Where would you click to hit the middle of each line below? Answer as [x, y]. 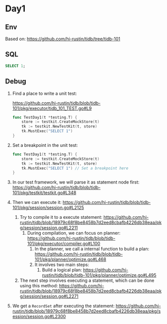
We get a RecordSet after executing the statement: [63, 306]
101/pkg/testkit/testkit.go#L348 [44, 193]
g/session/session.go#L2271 [49, 296]
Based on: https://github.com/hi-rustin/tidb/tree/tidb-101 [63, 39]
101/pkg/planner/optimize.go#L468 [70, 259]
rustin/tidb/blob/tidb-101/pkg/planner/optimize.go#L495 [99, 275]
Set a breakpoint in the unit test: [45, 145]
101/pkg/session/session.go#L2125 [48, 208]
